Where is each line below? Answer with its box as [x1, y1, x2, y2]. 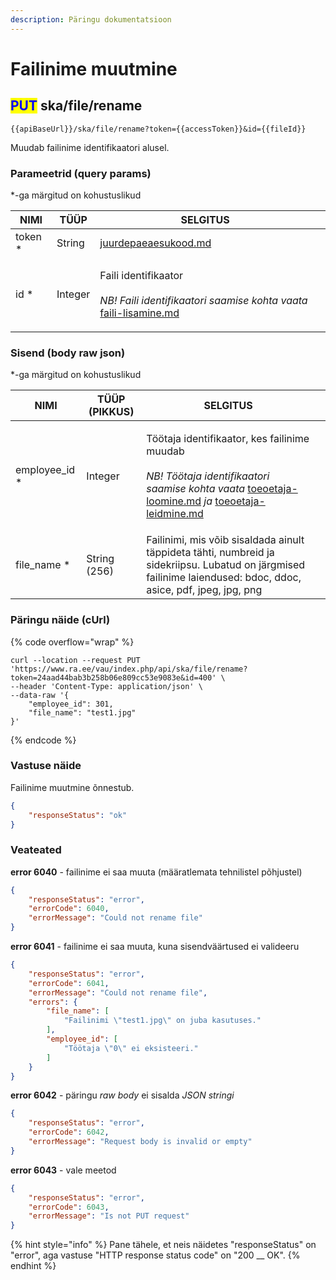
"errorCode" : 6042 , [28, 1127, 110, 1138]
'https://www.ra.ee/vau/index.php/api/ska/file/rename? [10, 664, 248, 674]
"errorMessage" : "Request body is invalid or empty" [28, 1137, 253, 1147]
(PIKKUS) [88, 405, 135, 419]
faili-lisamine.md [99, 306, 180, 320]
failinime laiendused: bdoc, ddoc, [146, 571, 302, 585]
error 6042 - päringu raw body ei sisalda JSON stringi [10, 1089, 235, 1101]
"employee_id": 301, [28, 699, 114, 709]
